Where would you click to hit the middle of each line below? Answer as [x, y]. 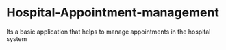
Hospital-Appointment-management [113, 13]
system [17, 38]
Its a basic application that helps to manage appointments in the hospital [109, 32]
